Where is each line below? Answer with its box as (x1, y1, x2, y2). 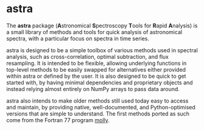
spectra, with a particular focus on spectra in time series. (6, 35, 150, 42)
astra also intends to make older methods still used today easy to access (6, 97, 189, 104)
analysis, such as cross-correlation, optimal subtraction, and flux (6, 53, 169, 60)
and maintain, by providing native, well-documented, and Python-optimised (6, 103, 196, 111)
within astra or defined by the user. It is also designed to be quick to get (6, 72, 186, 80)
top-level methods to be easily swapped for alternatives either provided (6, 66, 186, 73)
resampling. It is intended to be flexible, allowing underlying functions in (6, 60, 187, 67)
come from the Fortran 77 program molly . (6, 116, 110, 123)
